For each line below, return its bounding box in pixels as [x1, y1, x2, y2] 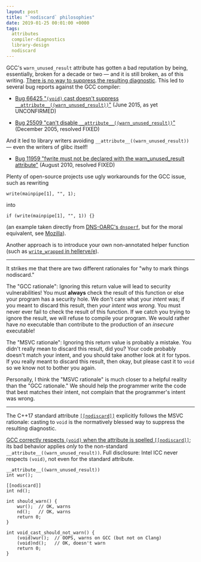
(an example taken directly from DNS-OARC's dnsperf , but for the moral [6, 223, 183, 230]
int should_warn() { [6, 498, 58, 504]
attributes [11, 31, 39, 37]
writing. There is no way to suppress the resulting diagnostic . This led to [6, 77, 184, 84]
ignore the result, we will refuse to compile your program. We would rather [6, 314, 190, 322]
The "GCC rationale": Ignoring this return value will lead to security [6, 282, 171, 290]
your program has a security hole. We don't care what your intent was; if [6, 295, 185, 303]
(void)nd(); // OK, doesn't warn [17, 540, 106, 546]
